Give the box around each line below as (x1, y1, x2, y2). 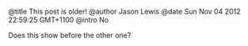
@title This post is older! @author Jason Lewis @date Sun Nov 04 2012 (8, 7, 241, 16)
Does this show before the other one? (8, 31, 132, 40)
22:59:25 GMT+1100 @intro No (8, 15, 109, 25)
